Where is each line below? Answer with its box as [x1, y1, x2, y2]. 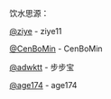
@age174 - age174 [9, 80, 78, 90]
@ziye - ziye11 [9, 26, 62, 36]
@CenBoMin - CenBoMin [9, 43, 103, 54]
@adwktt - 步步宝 [9, 62, 75, 72]
